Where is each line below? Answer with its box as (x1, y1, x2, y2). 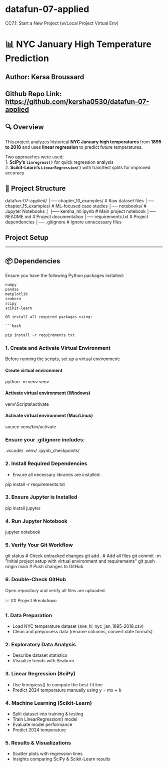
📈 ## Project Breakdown (5, 597, 57, 603)
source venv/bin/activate (5, 423, 56, 429)
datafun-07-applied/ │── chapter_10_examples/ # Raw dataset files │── (5, 197, 154, 203)
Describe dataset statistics (12, 652, 67, 658)
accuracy (5, 169, 24, 176)
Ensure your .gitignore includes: (5, 436, 85, 443)
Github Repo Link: (5, 89, 62, 98)
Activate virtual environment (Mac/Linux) (5, 412, 93, 419)
